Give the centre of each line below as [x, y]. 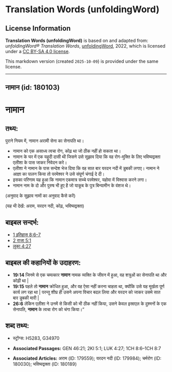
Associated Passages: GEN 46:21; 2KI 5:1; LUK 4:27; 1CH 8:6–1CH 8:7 [87, 348]
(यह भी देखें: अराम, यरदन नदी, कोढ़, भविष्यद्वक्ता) [45, 206]
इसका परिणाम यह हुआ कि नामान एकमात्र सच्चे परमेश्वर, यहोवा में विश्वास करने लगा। [80, 180]
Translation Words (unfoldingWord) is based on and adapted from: [77, 40]
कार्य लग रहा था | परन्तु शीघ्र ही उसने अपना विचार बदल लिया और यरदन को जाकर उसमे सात [87, 292]
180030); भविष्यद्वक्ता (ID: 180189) [45, 364]
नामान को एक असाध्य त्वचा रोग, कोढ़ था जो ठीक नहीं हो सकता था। [67, 151]
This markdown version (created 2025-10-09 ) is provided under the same [82, 61]
